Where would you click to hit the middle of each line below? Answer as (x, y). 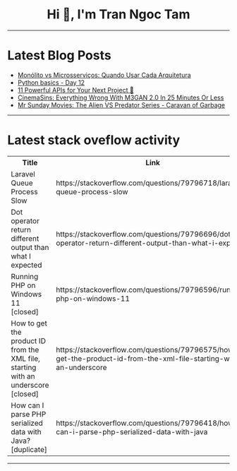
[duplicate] (29, 449)
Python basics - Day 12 (51, 82)
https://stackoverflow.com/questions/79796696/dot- (146, 234)
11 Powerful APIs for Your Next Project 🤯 (75, 90)
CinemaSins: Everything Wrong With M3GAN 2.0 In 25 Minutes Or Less (121, 97)
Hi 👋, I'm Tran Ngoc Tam (119, 14)
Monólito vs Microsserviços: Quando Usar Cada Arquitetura (104, 75)
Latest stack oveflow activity (94, 140)
